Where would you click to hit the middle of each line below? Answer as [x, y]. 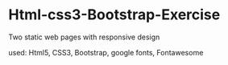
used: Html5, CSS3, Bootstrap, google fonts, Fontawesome [106, 52]
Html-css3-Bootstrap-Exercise [114, 15]
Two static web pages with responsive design [84, 37]
